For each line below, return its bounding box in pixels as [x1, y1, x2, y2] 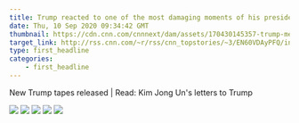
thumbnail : [9, 29, 50, 38]
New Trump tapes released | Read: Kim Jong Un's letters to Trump [9, 86, 254, 98]
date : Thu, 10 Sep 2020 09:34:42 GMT [9, 21, 149, 30]
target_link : [9, 37, 58, 47]
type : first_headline [9, 46, 90, 55]
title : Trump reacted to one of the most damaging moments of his [9, 12, 261, 22]
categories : [9, 54, 53, 63]
